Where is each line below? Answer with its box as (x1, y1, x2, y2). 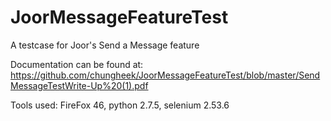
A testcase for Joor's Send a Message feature (10, 39, 200, 51)
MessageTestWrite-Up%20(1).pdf (10, 79, 149, 91)
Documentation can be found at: (10, 58, 144, 70)
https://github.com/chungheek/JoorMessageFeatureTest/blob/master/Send (10, 69, 321, 81)
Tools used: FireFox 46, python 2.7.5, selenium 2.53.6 (10, 99, 230, 111)
